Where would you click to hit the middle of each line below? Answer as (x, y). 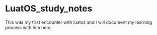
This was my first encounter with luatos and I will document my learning (79, 22)
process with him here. (29, 27)
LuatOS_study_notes (49, 9)
